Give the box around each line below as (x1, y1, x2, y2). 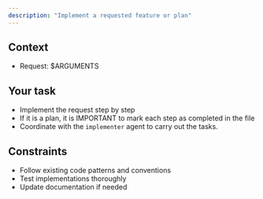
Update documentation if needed (19, 182, 128, 192)
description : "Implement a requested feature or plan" (8, 11, 192, 20)
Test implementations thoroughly (19, 174, 127, 183)
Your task (8, 84, 57, 98)
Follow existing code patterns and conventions (19, 166, 172, 175)
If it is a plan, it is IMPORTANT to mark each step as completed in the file (19, 113, 255, 123)
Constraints (8, 145, 68, 158)
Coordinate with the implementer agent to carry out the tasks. (19, 122, 218, 131)
